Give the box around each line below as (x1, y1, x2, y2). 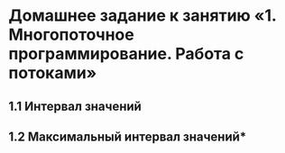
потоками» (8, 63, 97, 84)
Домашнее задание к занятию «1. (8, 5, 277, 26)
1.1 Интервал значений (8, 98, 142, 113)
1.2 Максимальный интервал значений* (8, 129, 247, 144)
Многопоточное (8, 24, 134, 45)
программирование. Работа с (8, 44, 244, 64)
